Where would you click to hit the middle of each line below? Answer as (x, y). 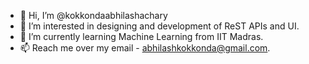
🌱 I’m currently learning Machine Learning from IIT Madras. (141, 36)
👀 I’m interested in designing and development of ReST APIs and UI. (159, 26)
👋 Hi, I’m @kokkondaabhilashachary (93, 15)
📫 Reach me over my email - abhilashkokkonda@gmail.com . (145, 48)
